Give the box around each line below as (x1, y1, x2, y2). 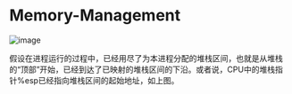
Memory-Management (9, 5, 181, 26)
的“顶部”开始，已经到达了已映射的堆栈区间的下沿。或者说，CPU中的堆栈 (9, 64, 275, 74)
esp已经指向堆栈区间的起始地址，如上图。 (24, 74, 179, 85)
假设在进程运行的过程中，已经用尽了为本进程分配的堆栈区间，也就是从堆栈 (9, 52, 283, 63)
